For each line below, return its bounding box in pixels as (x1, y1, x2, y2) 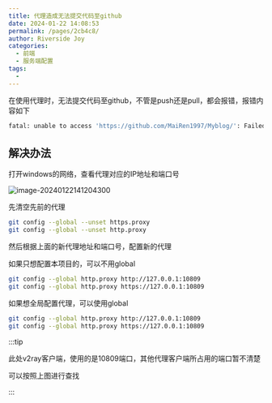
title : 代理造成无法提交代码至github (8, 11, 122, 20)
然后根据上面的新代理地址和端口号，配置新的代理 (8, 242, 172, 251)
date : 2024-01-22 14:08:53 (8, 19, 100, 28)
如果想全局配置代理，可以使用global (8, 298, 129, 308)
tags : (8, 65, 27, 73)
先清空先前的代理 (8, 202, 66, 212)
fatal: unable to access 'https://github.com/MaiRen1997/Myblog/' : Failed (8, 122, 266, 130)
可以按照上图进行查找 (8, 371, 79, 380)
